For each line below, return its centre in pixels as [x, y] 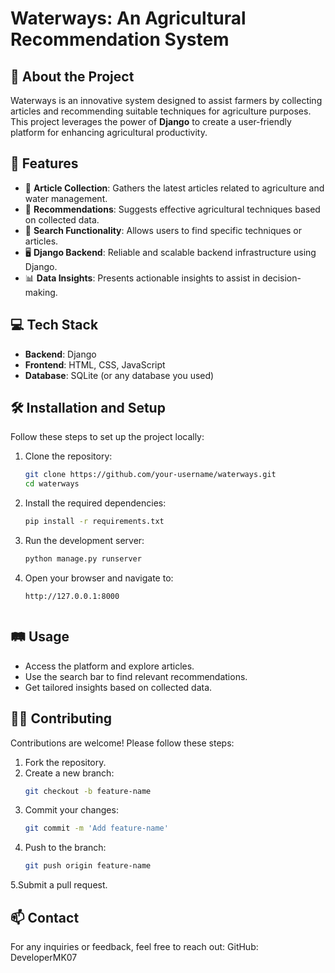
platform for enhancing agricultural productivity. [109, 132]
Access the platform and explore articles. [109, 666]
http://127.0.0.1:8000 [72, 596]
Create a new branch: [69, 773]
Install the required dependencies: [95, 503]
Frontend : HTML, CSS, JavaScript [95, 364]
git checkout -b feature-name [88, 791]
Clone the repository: [68, 456]
